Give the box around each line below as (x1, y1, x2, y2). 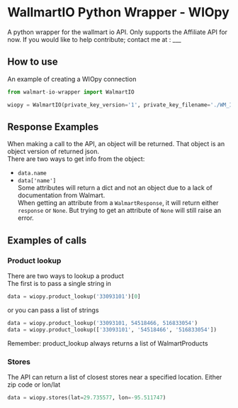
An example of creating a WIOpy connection (7, 75, 137, 83)
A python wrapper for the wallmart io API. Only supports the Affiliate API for (7, 28, 228, 36)
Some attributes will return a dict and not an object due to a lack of (17, 184, 212, 192)
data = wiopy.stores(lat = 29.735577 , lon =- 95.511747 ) (7, 394, 166, 401)
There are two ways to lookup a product (7, 272, 124, 280)
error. (17, 214, 34, 222)
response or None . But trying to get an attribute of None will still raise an (17, 206, 222, 215)
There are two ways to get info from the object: (7, 155, 145, 163)
